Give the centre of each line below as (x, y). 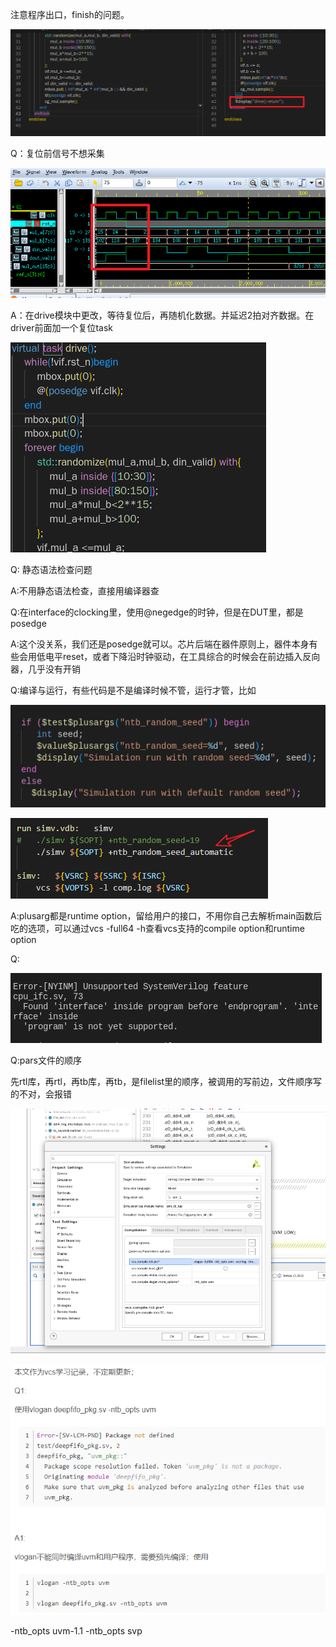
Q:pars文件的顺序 (46, 1060)
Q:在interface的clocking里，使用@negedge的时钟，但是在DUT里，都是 (157, 612)
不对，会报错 (45, 1094)
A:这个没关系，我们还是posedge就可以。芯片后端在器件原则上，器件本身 (160, 644)
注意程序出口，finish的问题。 (70, 14)
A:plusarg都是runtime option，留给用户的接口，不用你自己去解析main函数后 (166, 916)
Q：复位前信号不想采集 (57, 153)
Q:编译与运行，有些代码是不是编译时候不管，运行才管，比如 (133, 690)
